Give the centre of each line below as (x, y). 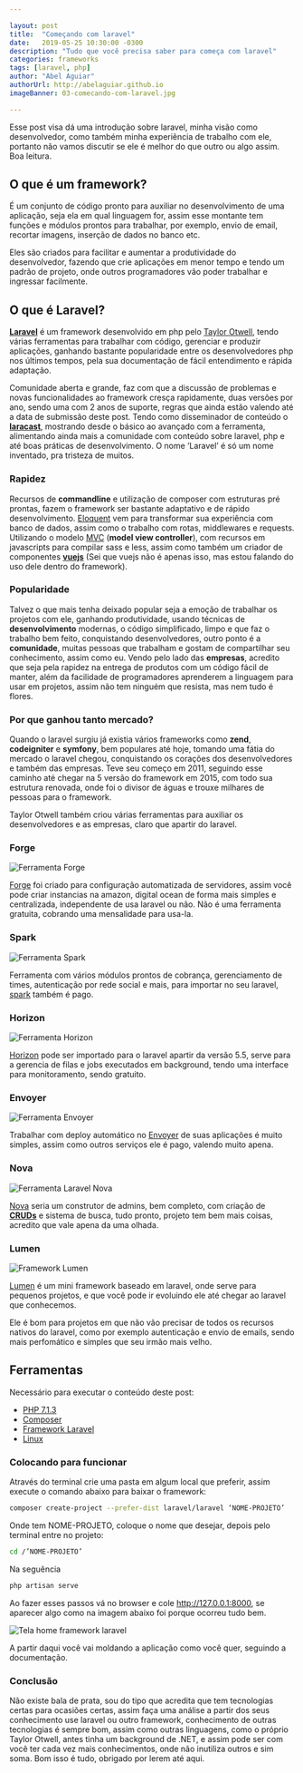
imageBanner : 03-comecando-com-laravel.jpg (93, 93)
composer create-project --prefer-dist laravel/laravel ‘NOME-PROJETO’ (147, 1508)
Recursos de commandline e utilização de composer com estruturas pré (145, 499)
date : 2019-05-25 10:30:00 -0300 (76, 43)
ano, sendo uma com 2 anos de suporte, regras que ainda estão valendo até (151, 407)
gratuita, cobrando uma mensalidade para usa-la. (101, 914)
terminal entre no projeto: (57, 1534)
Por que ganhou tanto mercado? (81, 719)
